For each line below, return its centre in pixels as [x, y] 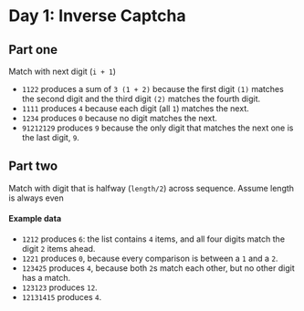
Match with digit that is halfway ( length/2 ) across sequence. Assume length [151, 188]
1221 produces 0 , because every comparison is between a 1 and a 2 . [150, 259]
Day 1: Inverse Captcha [97, 16]
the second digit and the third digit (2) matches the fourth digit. [141, 98]
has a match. [46, 278]
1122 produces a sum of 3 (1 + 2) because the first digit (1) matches [152, 89]
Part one [33, 50]
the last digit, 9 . [50, 137]
